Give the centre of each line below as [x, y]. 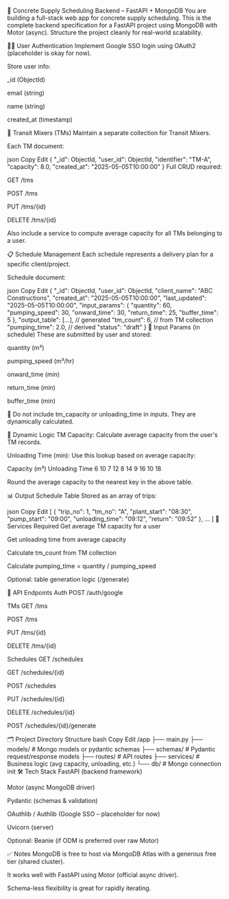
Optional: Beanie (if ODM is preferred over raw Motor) [83, 840]
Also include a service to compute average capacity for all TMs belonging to [115, 233]
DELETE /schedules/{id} [41, 712]
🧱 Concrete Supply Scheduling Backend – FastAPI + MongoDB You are [107, 11]
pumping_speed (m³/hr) [41, 361]
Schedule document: [37, 277]
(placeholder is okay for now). [49, 53]
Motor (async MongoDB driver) [51, 787]
